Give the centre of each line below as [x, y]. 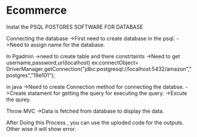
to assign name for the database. [65, 45]
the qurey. [19, 99]
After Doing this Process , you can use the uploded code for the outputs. [95, 122]
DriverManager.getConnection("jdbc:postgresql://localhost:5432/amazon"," [99, 68]
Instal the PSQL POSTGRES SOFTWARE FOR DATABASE [75, 27]
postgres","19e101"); [31, 75]
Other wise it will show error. [41, 129]
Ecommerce [37, 10]
